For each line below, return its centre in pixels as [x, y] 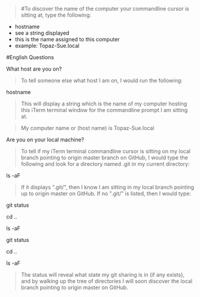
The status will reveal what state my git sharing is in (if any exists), [102, 275]
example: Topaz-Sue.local [47, 46]
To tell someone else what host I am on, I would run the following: [101, 81]
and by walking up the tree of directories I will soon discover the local [107, 281]
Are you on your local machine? [45, 140]
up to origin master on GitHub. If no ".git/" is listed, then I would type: [106, 193]
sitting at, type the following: [56, 15]
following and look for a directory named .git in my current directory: [105, 164]
